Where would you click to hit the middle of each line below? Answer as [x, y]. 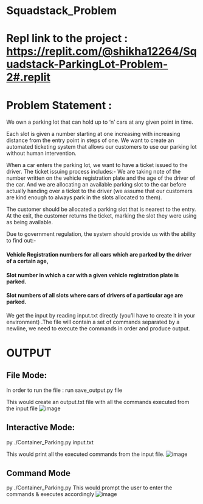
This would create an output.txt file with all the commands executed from [98, 402]
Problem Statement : [59, 105]
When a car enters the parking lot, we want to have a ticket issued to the [97, 165]
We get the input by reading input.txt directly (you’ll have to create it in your [101, 315]
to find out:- [21, 241]
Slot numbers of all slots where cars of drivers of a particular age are [95, 296]
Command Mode [39, 473]
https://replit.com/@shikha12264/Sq [102, 51]
